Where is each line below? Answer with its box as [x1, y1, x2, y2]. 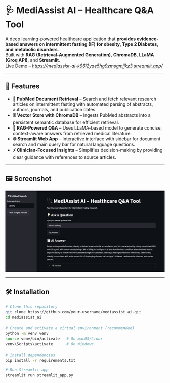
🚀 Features [5, 82, 40, 91]
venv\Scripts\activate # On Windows [5, 341, 94, 346]
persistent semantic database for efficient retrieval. [12, 119, 119, 125]
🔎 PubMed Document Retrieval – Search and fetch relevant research [12, 95, 157, 102]
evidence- [136, 36, 159, 42]
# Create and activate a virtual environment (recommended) [5, 326, 135, 331]
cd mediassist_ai [5, 315, 42, 320]
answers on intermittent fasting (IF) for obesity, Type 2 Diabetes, [19, 41, 158, 47]
